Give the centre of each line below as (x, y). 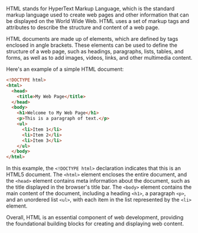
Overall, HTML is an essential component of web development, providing (95, 218)
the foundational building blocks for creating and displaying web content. (95, 224)
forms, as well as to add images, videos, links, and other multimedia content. (99, 58)
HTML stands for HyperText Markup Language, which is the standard (90, 9)
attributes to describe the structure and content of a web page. (83, 27)
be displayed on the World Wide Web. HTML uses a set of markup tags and (98, 21)
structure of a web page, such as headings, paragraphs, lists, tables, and (95, 51)
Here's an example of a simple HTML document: (65, 69)
